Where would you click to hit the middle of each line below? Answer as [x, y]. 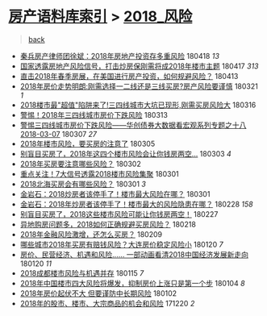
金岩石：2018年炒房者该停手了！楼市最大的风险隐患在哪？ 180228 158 [136, 204]
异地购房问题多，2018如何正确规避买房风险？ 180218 [108, 224]
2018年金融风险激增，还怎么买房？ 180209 [91, 234]
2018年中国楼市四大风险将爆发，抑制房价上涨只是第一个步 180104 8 [132, 283]
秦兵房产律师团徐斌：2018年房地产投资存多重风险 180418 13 [120, 56]
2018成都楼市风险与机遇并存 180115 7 [82, 273]
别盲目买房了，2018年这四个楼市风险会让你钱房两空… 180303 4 [125, 153]
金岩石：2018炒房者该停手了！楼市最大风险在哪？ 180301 [115, 193]
